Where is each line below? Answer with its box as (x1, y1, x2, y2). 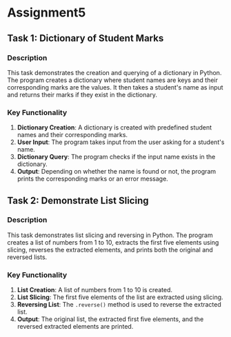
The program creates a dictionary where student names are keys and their (7, 76, 219, 84)
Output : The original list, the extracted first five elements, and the (17, 315, 204, 323)
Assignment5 (7, 5, 86, 21)
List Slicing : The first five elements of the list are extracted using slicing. (17, 293, 223, 301)
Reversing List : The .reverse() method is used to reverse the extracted (17, 300, 222, 309)
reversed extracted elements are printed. (17, 323, 134, 331)
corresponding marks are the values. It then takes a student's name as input (7, 83, 223, 91)
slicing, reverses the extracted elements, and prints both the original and (7, 245, 214, 254)
